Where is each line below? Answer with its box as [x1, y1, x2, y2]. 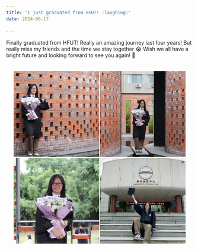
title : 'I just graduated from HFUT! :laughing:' [6, 10, 132, 15]
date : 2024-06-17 [6, 15, 49, 22]
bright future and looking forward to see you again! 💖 [6, 52, 136, 59]
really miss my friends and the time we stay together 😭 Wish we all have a [6, 45, 189, 53]
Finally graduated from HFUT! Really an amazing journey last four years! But [6, 39, 192, 46]
